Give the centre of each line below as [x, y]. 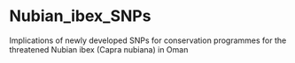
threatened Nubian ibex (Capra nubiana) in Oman [99, 49]
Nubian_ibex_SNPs [80, 16]
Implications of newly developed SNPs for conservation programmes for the [148, 40]
